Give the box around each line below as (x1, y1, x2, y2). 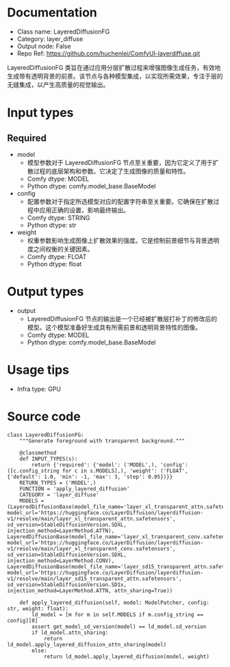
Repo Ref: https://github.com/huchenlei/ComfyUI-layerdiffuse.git (16, 49, 201, 58)
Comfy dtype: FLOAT (27, 252, 87, 261)
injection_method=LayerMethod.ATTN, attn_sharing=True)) (7, 587, 173, 594)
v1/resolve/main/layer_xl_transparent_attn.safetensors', (7, 515, 176, 522)
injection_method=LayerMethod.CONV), (7, 557, 115, 564)
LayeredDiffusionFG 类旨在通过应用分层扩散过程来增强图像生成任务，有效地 (7, 63, 221, 71)
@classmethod (19, 449, 57, 456)
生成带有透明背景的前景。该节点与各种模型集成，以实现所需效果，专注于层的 (7, 72, 223, 80)
